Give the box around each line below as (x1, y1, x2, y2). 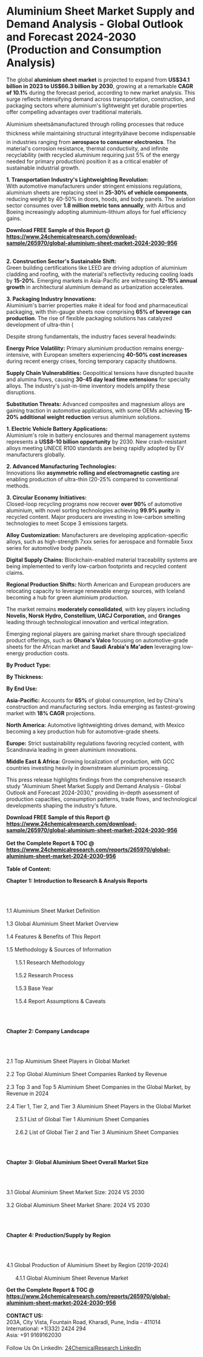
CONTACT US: (6, 1311, 44, 1319)
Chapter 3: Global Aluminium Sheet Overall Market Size (6, 1158, 148, 1166)
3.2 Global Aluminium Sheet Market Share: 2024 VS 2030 (6, 1201, 150, 1209)
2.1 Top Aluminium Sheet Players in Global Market (6, 1057, 130, 1065)
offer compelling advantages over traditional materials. (6, 108, 143, 115)
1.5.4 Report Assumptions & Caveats (15, 997, 106, 1005)
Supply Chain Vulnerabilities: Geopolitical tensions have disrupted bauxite (6, 369, 194, 376)
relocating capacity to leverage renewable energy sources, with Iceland (6, 587, 185, 594)
